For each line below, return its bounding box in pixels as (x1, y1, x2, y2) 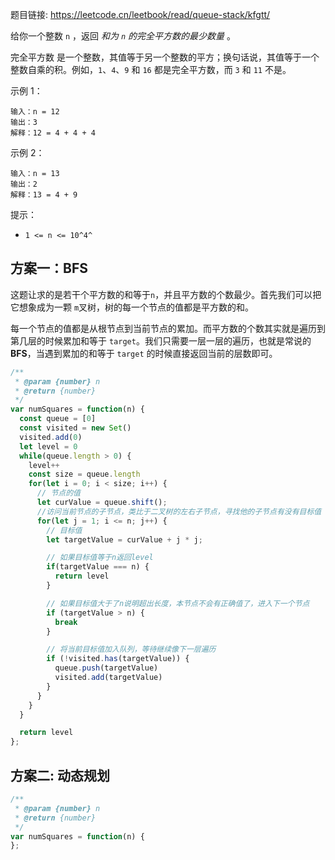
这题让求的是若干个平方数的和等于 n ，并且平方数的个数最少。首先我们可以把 (10, 288, 322, 300)
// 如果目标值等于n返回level (46, 553, 154, 563)
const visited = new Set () (19, 423, 132, 433)
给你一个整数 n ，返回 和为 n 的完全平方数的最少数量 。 (10, 30, 236, 42)
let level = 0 (19, 441, 78, 452)
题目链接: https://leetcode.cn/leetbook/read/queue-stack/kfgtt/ (10, 9, 271, 20)
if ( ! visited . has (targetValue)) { (46, 654, 190, 664)
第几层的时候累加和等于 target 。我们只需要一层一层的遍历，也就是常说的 (10, 334, 312, 347)
